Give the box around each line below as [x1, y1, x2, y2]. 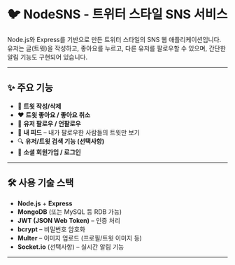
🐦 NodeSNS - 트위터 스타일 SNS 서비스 [7, 6, 228, 22]
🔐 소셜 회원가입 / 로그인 [17, 148, 82, 156]
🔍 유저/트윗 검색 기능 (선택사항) [17, 137, 105, 145]
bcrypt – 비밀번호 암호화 [17, 225, 86, 233]
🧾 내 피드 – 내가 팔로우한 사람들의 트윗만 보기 [17, 128, 140, 137]
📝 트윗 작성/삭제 [17, 102, 62, 110]
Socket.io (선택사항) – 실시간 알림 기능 [17, 243, 124, 251]
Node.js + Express [17, 199, 73, 208]
